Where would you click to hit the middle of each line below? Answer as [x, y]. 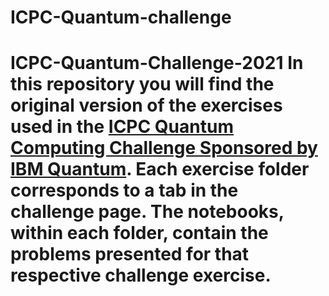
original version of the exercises [146, 105]
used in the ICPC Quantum [122, 127]
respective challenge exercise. [141, 275]
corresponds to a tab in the [124, 190]
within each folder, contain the [139, 233]
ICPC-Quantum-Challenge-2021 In [157, 63]
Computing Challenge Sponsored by [164, 148]
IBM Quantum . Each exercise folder [160, 169]
